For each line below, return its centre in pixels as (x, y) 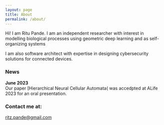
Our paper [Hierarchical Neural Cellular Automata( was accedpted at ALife (81, 88)
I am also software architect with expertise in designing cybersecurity (77, 53)
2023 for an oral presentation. (36, 93)
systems (37, 44)
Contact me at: (23, 106)
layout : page (19, 10)
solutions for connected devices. (39, 59)
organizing (16, 44)
